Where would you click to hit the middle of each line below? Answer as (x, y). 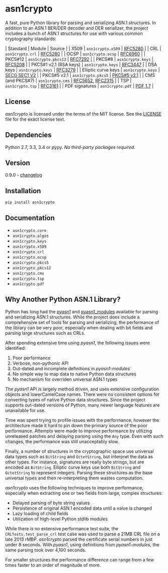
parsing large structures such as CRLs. (45, 333)
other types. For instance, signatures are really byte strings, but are (75, 462)
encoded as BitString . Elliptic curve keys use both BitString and (73, 467)
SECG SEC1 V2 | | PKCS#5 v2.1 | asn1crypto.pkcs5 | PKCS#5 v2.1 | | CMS (80, 75)
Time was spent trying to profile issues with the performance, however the (82, 420)
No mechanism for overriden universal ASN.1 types (65, 379)
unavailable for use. (26, 410)
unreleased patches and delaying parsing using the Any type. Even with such (84, 436)
